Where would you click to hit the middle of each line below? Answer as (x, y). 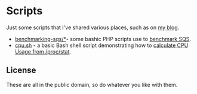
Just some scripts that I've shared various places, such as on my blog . (93, 27)
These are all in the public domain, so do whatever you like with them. (92, 84)
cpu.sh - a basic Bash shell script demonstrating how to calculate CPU (101, 45)
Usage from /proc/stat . (43, 51)
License (21, 70)
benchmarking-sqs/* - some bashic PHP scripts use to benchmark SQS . (103, 39)
